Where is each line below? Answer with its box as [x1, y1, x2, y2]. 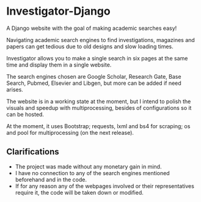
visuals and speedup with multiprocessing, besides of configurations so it [6, 104, 192, 111]
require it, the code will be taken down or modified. [15, 189, 144, 196]
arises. [6, 85, 23, 93]
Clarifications [6, 146, 59, 157]
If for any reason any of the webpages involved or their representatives [15, 182, 194, 190]
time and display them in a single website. [6, 61, 112, 68]
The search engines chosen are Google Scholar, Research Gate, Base [6, 73, 181, 80]
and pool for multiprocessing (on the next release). [6, 129, 134, 136]
